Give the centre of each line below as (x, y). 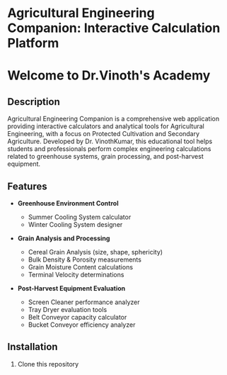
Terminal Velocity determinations (76, 275)
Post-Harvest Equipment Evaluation (71, 288)
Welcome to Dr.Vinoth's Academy (109, 75)
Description (34, 102)
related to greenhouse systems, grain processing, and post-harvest (105, 157)
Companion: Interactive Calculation (114, 28)
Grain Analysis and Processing (64, 238)
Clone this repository (48, 364)
